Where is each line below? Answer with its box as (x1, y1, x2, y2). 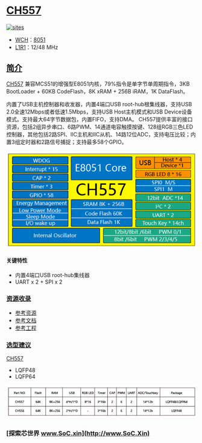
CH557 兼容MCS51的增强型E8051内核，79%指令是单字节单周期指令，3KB (6, 80, 190, 88)
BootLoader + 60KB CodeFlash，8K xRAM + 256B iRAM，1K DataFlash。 (6, 88, 189, 95)
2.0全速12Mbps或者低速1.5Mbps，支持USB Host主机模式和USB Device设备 (6, 108, 192, 115)
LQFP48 (14, 366, 36, 374)
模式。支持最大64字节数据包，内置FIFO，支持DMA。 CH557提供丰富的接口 (6, 115, 193, 123)
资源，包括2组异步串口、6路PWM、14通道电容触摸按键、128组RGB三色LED (6, 123, 194, 130)
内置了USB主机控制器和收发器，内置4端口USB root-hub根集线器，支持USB (6, 100, 192, 107)
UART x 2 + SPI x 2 (14, 278, 63, 285)
